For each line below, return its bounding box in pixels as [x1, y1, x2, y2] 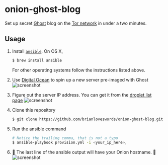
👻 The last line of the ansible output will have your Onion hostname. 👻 [12, 149, 156, 155]
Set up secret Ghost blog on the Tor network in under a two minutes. [5, 20, 147, 26]
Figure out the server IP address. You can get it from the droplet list [12, 92, 152, 98]
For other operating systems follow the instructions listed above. [12, 67, 145, 73]
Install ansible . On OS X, [12, 48, 63, 54]
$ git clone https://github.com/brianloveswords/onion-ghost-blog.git [12, 117, 163, 122]
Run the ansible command [12, 126, 66, 132]
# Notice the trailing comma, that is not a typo [12, 135, 119, 140]
